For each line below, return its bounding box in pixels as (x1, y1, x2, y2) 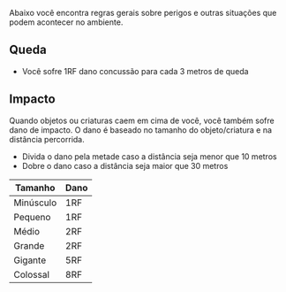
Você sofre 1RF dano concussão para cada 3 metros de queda (21, 65, 249, 76)
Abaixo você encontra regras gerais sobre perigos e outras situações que (9, 8, 277, 18)
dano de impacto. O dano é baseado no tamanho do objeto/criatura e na (9, 124, 272, 135)
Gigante (13, 254, 47, 266)
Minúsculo (13, 196, 57, 209)
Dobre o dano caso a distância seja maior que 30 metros (21, 160, 229, 171)
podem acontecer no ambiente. (9, 17, 124, 27)
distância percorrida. (9, 134, 86, 144)
